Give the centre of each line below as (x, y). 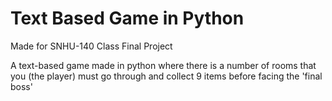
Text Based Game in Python (127, 18)
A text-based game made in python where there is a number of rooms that (163, 65)
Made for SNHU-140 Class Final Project (91, 46)
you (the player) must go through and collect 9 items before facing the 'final (166, 76)
